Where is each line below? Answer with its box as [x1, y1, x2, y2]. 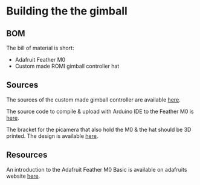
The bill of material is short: [6, 44, 74, 51]
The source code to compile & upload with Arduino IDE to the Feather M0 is [6, 108, 195, 115]
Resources [6, 150, 48, 160]
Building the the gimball [6, 4, 128, 18]
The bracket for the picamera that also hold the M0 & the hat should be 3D [6, 126, 192, 133]
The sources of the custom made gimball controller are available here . [6, 96, 181, 103]
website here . [6, 172, 40, 180]
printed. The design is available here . [6, 132, 98, 140]
